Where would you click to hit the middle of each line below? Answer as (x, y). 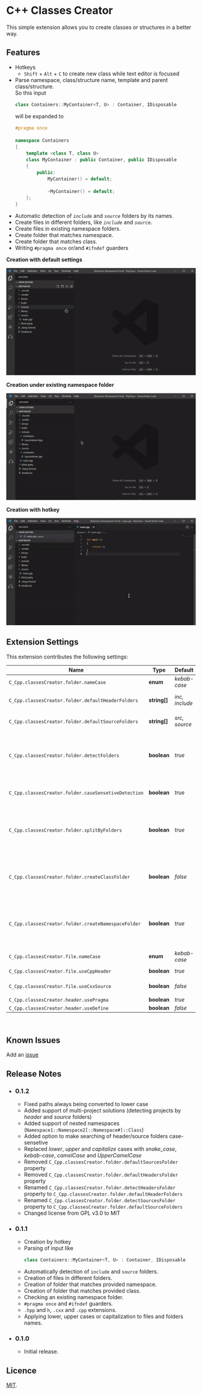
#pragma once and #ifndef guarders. (68, 1303)
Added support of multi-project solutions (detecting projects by (103, 1110)
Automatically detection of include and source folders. (91, 1271)
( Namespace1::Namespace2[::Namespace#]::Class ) (84, 1130)
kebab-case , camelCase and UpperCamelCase (83, 1155)
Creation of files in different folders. (68, 1278)
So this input (30, 93)
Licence (22, 1370)
